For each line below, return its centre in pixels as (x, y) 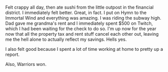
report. (12, 54)
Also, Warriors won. (26, 64)
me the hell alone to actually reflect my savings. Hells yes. (66, 39)
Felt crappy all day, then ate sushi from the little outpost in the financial (79, 7)
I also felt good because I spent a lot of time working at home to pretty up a (84, 49)
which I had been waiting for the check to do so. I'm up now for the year (81, 29)
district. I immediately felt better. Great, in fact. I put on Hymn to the (76, 13)
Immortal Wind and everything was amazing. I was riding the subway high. (83, 18)
